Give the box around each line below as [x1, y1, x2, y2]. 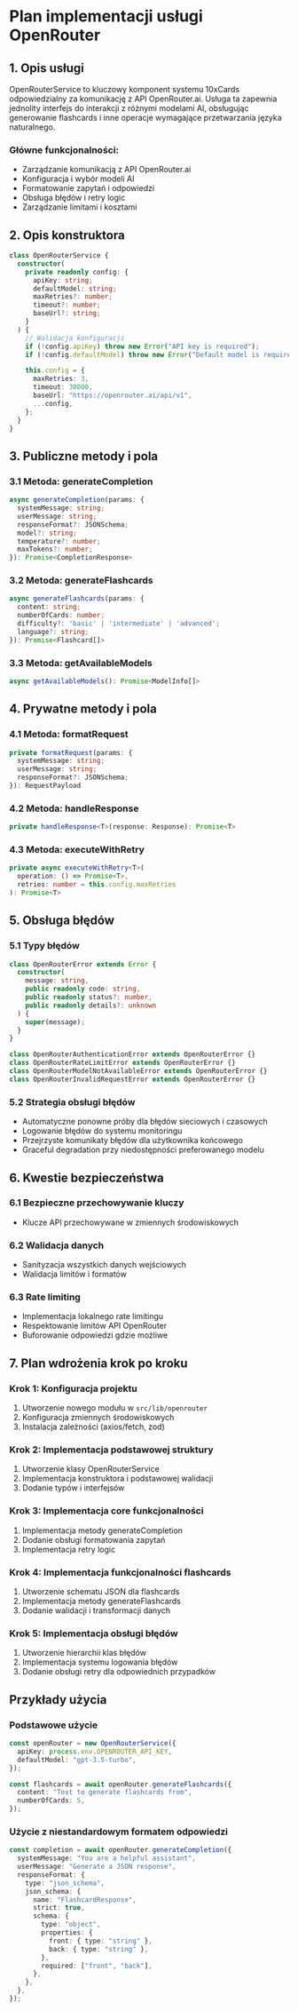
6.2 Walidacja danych [9, 1239, 105, 1252]
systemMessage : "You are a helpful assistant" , [17, 1854, 197, 1863]
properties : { [41, 1928, 93, 1937]
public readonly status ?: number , [25, 993, 153, 1002]
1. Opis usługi [9, 60, 84, 76]
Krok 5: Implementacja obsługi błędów [9, 1627, 179, 1640]
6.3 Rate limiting [9, 1291, 82, 1303]
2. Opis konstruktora [9, 227, 126, 242]
